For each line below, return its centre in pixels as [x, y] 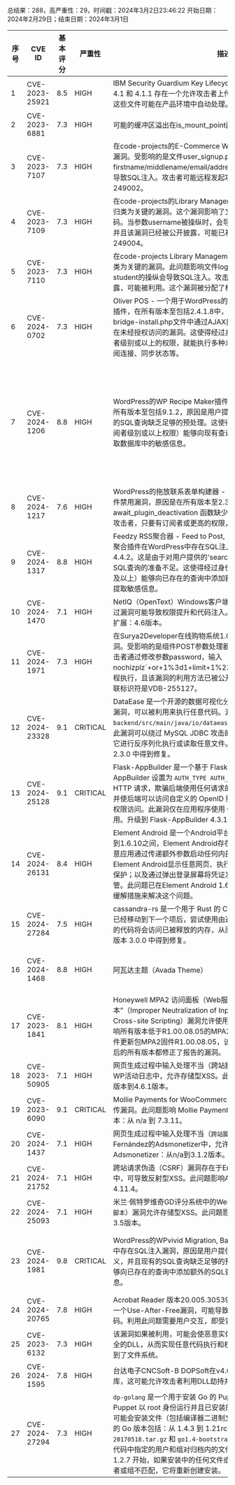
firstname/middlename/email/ [162, 167]
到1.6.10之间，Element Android [165, 843]
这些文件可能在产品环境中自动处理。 [173, 104]
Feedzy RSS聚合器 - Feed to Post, [169, 536]
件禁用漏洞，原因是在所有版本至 [166, 502]
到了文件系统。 [138, 1355]
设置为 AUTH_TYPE [179, 777]
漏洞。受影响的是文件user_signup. [169, 156]
